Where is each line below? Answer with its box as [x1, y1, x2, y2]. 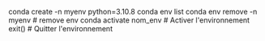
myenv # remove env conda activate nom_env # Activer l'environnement [8, 15, 250, 25]
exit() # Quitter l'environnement [8, 24, 113, 33]
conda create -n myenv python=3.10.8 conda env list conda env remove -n [8, 7, 258, 16]
